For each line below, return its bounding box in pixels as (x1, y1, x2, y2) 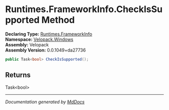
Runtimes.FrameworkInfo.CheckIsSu (5, 4, 163, 15)
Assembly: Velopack (5, 41, 49, 47)
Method (41, 14, 75, 26)
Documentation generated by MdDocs (5, 98, 84, 104)
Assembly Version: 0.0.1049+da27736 (5, 47, 86, 53)
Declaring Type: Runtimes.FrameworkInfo (5, 31, 93, 37)
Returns (5, 71, 31, 79)
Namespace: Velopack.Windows (5, 36, 74, 42)
